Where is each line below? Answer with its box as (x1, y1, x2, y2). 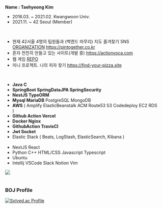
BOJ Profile (5, 186, 33, 193)
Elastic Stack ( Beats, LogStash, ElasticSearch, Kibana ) (12, 134, 125, 140)
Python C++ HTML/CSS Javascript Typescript (12, 149, 106, 155)
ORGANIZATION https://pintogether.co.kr (12, 44, 96, 50)
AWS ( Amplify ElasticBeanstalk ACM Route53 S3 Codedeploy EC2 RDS (12, 103, 158, 108)
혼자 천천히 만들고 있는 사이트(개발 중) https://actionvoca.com (12, 50, 134, 56)
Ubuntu (12, 155, 28, 160)
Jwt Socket (12, 129, 36, 134)
